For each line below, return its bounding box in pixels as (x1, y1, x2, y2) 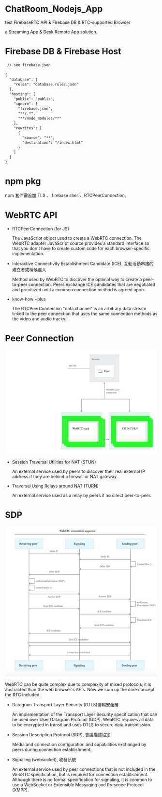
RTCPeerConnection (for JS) (12, 226, 69, 232)
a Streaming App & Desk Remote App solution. (5, 29, 98, 34)
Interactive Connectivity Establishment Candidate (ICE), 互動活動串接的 (12, 261, 154, 266)
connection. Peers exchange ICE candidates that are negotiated (28, 282, 156, 287)
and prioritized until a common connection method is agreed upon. (12, 286, 145, 292)
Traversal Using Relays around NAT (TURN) (12, 483, 99, 489)
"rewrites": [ (14, 125, 42, 131)
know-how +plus (12, 296, 46, 302)
